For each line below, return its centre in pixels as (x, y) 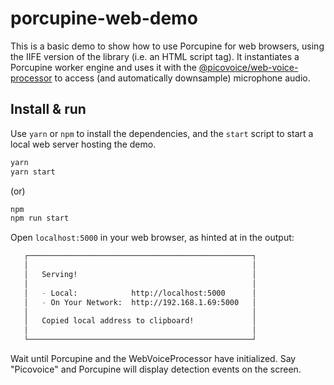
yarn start (33, 172)
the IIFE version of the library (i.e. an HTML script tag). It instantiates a (155, 56)
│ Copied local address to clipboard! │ (140, 321)
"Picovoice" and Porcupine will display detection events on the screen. (156, 369)
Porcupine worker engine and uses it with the (103, 67)
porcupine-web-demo (104, 18)
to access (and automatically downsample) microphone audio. (182, 78)
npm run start (40, 218)
